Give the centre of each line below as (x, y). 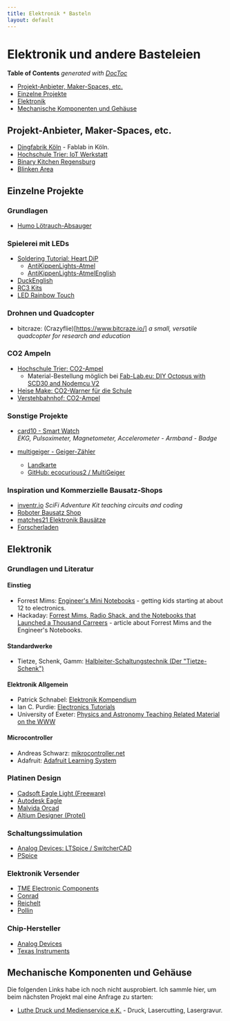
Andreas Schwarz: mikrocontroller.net (71, 753)
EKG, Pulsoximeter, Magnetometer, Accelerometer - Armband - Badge (117, 438)
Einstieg (19, 586)
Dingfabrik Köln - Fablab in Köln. (63, 147)
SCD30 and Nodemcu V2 (64, 383)
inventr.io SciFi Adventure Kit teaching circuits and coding (100, 505)
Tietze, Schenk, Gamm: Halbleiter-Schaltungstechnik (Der (99, 662)
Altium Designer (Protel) (51, 815)
